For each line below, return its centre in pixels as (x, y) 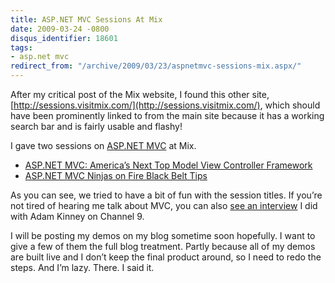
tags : (21, 47)
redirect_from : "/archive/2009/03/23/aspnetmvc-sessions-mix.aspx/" (156, 66)
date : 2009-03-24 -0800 (60, 29)
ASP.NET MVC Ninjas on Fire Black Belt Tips (116, 175)
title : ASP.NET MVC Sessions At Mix (86, 19)
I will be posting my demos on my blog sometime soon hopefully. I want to (163, 235)
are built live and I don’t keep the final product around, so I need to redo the (166, 257)
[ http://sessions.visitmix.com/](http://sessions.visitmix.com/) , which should (165, 105)
